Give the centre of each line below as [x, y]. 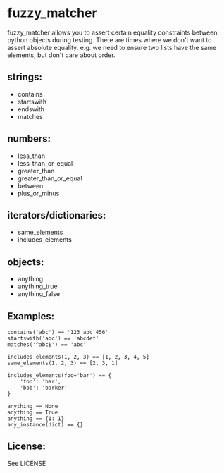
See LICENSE [27, 463]
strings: [25, 77]
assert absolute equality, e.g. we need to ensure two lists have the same [112, 47]
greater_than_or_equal [50, 178]
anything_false [39, 294]
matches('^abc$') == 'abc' [47, 345]
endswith [31, 109]
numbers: [29, 139]
